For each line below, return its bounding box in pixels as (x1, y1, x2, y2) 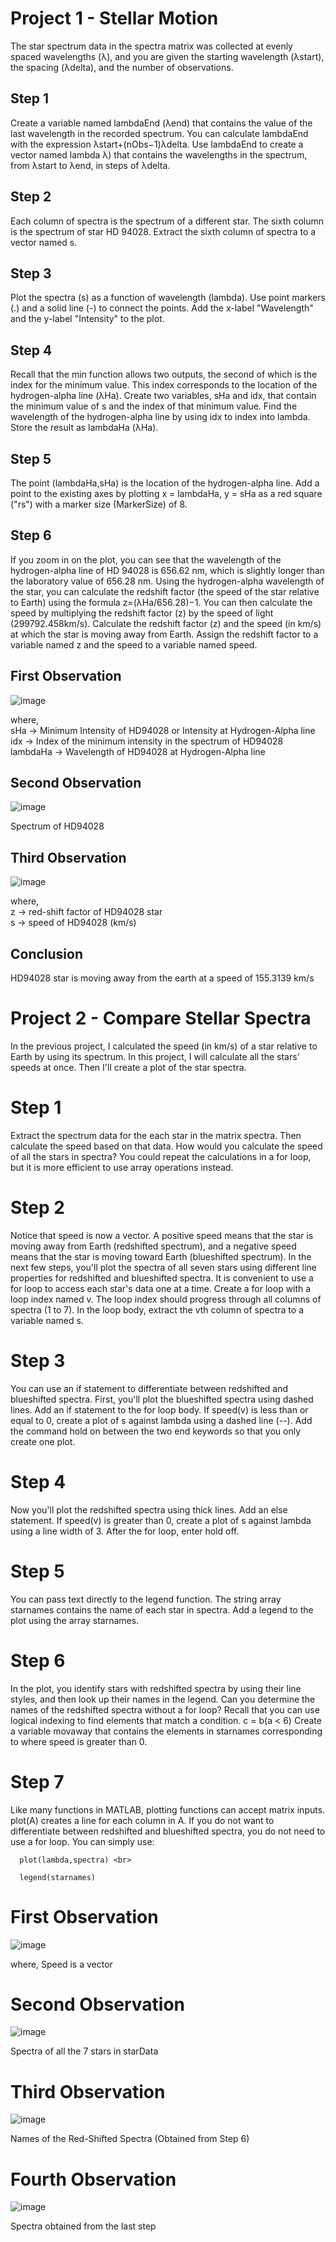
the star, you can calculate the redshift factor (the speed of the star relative (10, 585, 320, 597)
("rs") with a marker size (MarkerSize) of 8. (10, 498, 188, 510)
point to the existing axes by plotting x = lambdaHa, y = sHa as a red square (10, 488, 323, 499)
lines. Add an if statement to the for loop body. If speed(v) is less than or (10, 1403, 309, 1416)
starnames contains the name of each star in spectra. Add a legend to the (10, 1603, 314, 1616)
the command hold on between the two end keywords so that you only (10, 1425, 301, 1437)
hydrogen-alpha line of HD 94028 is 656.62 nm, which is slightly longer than (10, 564, 326, 576)
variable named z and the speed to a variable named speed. (10, 638, 258, 651)
